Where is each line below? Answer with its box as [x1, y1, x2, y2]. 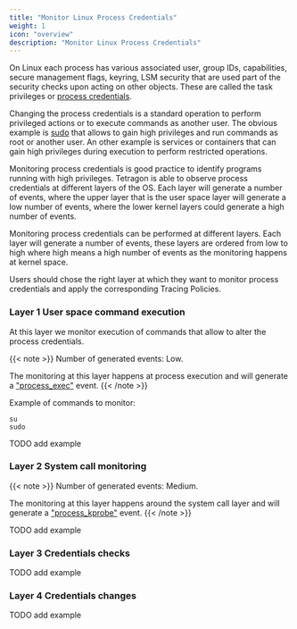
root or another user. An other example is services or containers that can [9, 137, 276, 147]
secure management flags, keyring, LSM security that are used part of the [9, 72, 281, 83]
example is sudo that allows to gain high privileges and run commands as [9, 127, 278, 138]
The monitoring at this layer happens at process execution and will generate [9, 370, 288, 381]
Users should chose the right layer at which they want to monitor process [9, 274, 279, 285]
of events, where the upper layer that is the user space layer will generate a [9, 192, 287, 203]
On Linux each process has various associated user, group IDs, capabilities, [9, 63, 288, 73]
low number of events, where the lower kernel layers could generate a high [9, 202, 285, 213]
